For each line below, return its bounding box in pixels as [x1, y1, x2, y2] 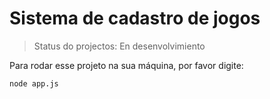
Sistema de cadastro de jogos [9, 7, 261, 30]
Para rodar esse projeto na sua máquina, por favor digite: [9, 59, 244, 71]
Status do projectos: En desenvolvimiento [33, 40, 206, 52]
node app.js [9, 78, 59, 89]
